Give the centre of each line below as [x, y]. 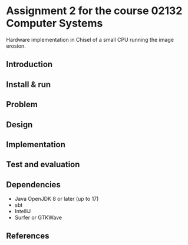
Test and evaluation [43, 165]
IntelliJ [23, 211]
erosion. [16, 46]
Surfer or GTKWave [38, 218]
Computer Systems [55, 23]
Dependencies [33, 185]
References [28, 236]
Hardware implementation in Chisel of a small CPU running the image [90, 39]
